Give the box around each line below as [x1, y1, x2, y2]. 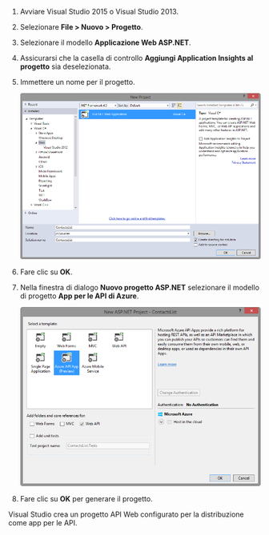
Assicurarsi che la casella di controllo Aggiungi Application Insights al [19, 54, 254, 62]
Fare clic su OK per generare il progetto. [19, 494, 154, 504]
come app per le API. [8, 518, 78, 528]
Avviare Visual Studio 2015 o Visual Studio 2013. [19, 7, 179, 16]
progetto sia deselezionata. [19, 62, 111, 71]
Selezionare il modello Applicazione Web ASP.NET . [19, 38, 191, 47]
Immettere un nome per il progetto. [19, 78, 135, 86]
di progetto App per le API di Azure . [19, 291, 139, 301]
